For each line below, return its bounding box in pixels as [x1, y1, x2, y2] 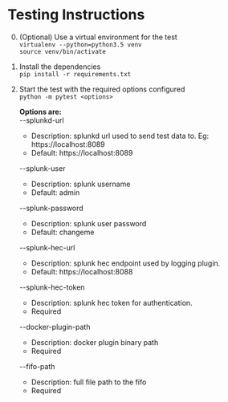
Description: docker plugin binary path [31, 337, 159, 347]
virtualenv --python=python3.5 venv [18, 40, 142, 49]
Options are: [18, 107, 62, 116]
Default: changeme [31, 227, 95, 237]
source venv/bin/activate [18, 47, 106, 55]
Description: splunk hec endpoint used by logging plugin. [31, 258, 221, 268]
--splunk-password [18, 203, 83, 213]
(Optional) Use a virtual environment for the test [18, 32, 177, 42]
